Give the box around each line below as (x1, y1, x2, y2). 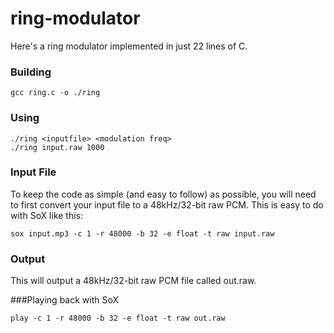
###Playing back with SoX (10, 294, 120, 306)
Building (10, 65, 52, 79)
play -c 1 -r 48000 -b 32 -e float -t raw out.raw (10, 313, 226, 324)
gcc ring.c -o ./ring (10, 88, 101, 98)
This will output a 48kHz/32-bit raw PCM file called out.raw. (10, 275, 257, 287)
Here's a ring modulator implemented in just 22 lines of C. (10, 40, 248, 52)
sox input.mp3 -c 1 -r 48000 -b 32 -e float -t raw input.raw (10, 228, 275, 239)
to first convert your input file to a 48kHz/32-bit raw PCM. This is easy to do (10, 198, 324, 211)
